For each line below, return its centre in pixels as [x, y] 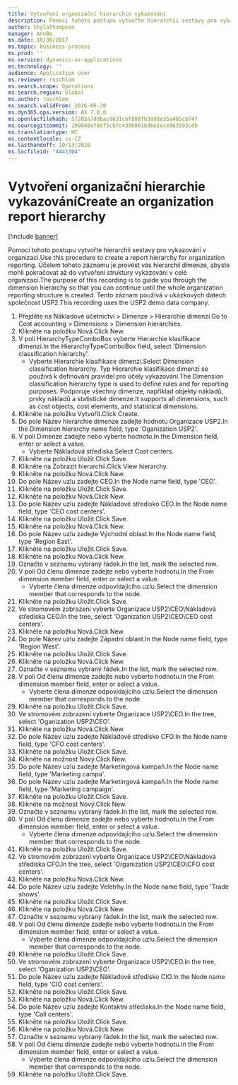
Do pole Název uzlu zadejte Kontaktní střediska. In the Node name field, [121, 1007]
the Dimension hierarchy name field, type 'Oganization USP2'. [108, 429]
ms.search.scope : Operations [51, 86]
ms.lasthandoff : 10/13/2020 [49, 146]
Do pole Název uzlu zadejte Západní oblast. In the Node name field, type [123, 639]
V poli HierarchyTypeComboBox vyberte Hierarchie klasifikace [109, 338]
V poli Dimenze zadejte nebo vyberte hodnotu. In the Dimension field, [119, 436]
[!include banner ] [33, 236]
